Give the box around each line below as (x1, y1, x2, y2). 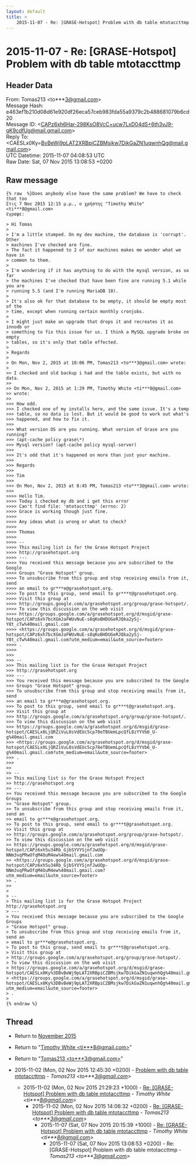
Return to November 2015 (14, 1033, 77, 1039)
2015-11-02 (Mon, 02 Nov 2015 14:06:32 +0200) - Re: (32, 1103, 161, 1109)
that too (6, 196, 27, 202)
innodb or (6, 324, 30, 330)
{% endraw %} (6, 1001, 38, 1007)
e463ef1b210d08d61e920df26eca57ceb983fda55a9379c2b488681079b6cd (6, 108, 190, 115)
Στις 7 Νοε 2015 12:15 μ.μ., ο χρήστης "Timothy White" (6, 201, 145, 207)
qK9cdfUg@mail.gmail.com (6, 127, 72, 134)
